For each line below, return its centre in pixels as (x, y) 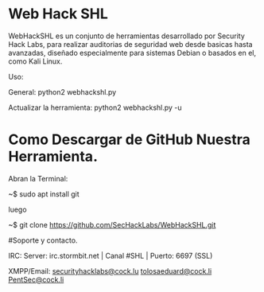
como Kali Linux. (35, 61)
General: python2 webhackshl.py (62, 91)
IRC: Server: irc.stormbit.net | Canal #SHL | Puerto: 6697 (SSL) (111, 255)
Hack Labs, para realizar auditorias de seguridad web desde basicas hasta (130, 44)
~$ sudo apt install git (44, 194)
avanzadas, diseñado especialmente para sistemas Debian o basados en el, (132, 53)
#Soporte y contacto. (43, 240)
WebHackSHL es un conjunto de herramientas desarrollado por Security (126, 36)
